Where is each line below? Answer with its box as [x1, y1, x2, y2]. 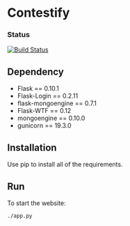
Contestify [7, 5, 70, 21]
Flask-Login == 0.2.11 [17, 92, 79, 100]
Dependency [7, 66, 64, 77]
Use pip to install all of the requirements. [7, 160, 123, 169]
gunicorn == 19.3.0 [17, 121, 72, 130]
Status [7, 30, 30, 40]
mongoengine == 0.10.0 [17, 114, 86, 123]
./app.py [7, 212, 33, 219]
